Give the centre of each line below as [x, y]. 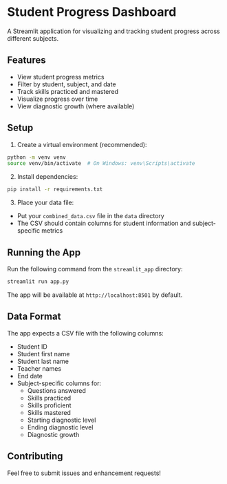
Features [26, 60]
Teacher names [39, 368]
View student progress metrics [61, 77]
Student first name [43, 354]
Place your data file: [45, 203]
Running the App [44, 252]
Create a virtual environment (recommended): [82, 144]
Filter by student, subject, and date [66, 84]
